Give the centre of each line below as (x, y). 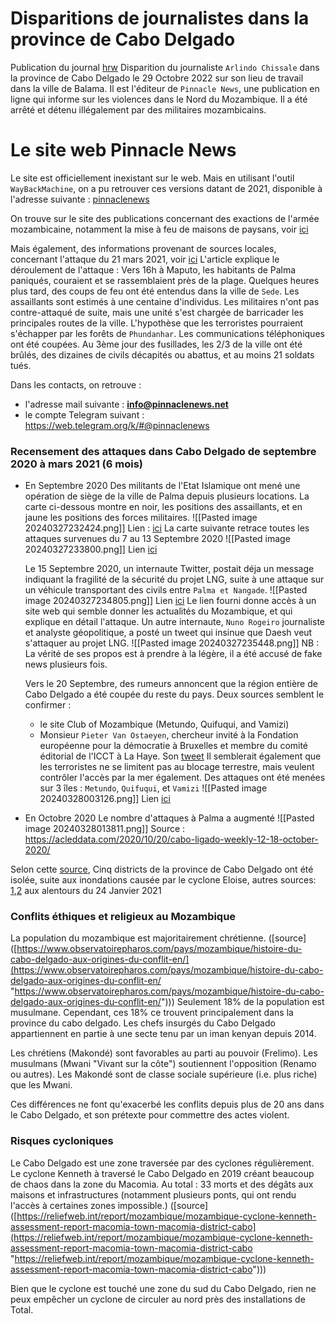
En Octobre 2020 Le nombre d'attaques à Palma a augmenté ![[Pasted (169, 818)
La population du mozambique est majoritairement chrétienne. (138, 938)
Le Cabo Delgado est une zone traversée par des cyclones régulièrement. (162, 1163)
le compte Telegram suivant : (84, 414)
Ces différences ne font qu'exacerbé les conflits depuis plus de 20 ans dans (167, 1104)
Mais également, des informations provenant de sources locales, (143, 248)
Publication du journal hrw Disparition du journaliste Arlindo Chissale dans (165, 67)
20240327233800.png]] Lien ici (91, 549)
